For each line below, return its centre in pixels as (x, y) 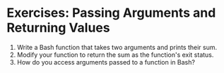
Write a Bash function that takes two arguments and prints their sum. (117, 47)
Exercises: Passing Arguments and (111, 13)
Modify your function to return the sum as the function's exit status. (115, 55)
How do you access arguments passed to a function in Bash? (106, 62)
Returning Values (58, 28)
